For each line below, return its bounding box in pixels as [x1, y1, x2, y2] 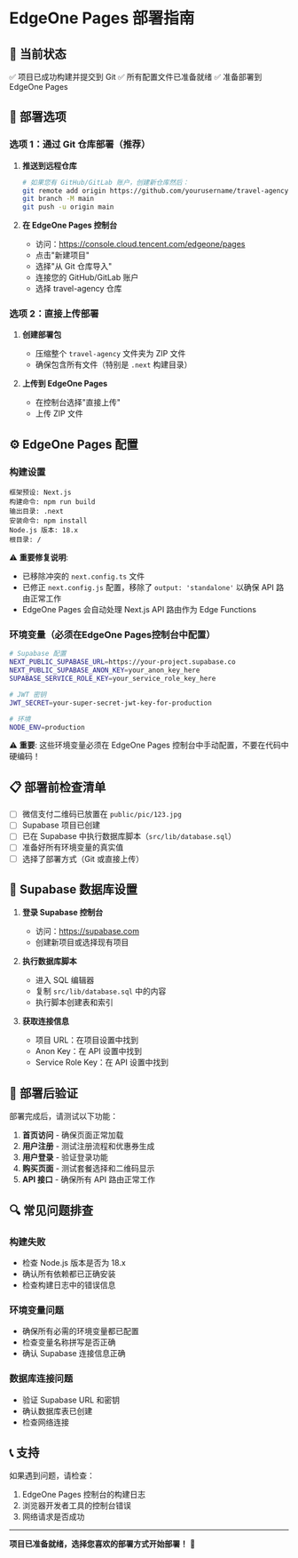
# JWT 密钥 [9, 690, 47, 699]
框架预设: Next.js [9, 488, 72, 498]
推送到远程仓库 [21, 160, 77, 171]
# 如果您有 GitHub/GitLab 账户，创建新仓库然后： [21, 178, 189, 187]
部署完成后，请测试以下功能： [9, 1111, 118, 1122]
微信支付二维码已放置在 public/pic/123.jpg [21, 809, 182, 819]
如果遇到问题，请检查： [9, 1470, 95, 1481]
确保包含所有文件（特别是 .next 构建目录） [35, 359, 192, 370]
